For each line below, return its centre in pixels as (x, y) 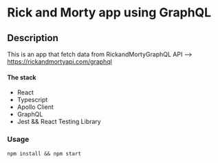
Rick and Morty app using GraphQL (109, 13)
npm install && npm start (44, 153)
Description (33, 38)
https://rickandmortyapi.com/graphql (59, 62)
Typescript (32, 100)
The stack (22, 77)
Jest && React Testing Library (59, 122)
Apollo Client (35, 107)
